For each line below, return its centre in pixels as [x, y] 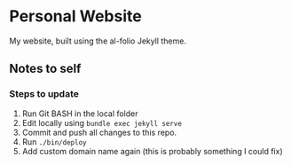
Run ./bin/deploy [54, 141]
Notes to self [45, 69]
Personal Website [75, 16]
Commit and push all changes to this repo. [99, 132]
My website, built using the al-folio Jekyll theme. [98, 41]
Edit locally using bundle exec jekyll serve [102, 122]
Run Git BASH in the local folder [80, 114]
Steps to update [44, 94]
